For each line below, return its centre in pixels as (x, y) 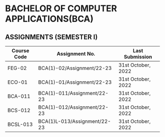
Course (20, 51)
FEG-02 (17, 68)
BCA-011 (19, 96)
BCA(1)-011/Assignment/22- (73, 93)
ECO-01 (18, 82)
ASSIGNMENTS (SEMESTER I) (52, 37)
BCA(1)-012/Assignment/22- (73, 107)
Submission (138, 57)
